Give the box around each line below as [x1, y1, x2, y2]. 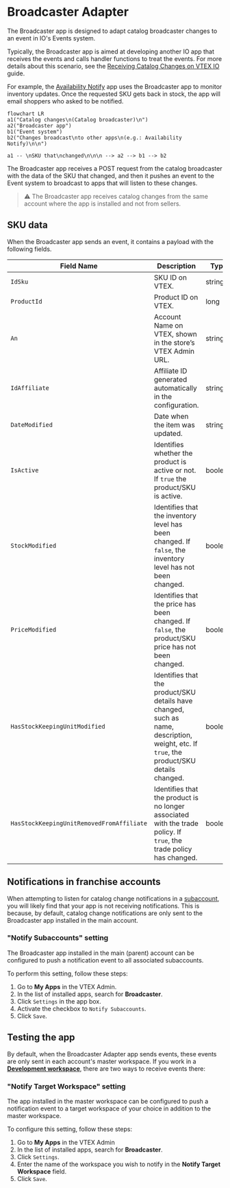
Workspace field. [16, 1167, 67, 1176]
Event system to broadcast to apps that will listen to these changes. [7, 179, 198, 187]
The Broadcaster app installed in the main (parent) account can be [7, 949, 195, 957]
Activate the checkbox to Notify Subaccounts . [16, 1004, 146, 1013]
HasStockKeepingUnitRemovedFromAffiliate [10, 819, 148, 827]
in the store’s [153, 337, 195, 347]
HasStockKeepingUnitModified [10, 723, 105, 730]
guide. [7, 69, 25, 77]
